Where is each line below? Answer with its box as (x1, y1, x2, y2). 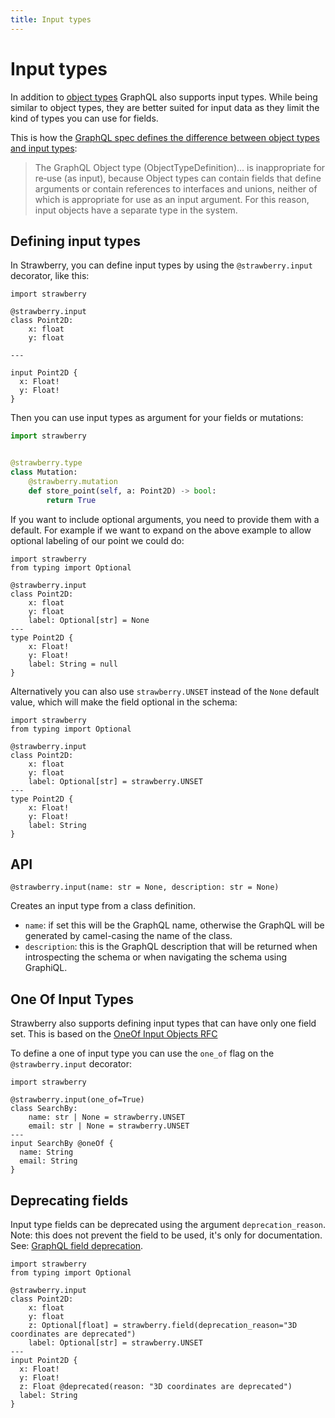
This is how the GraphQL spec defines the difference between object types (10, 131, 320, 143)
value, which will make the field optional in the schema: (10, 696, 238, 708)
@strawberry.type (10, 458, 83, 468)
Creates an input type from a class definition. (10, 900, 197, 912)
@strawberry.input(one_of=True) (10, 1095, 145, 1105)
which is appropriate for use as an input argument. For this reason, (34, 193, 310, 205)
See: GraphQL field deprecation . (10, 1240, 144, 1252)
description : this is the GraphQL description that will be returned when (24, 941, 318, 953)
